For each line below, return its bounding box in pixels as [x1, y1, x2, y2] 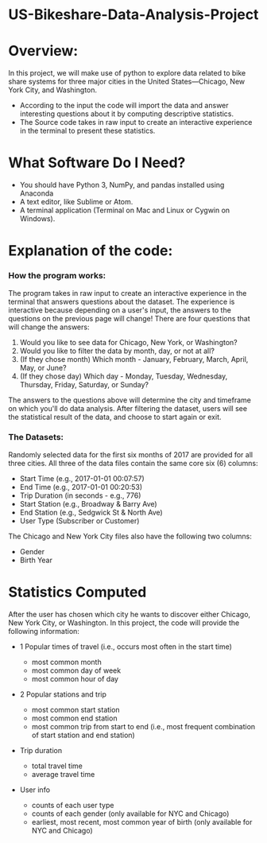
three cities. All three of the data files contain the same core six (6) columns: [8, 458, 258, 468]
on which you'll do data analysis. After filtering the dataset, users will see [8, 403, 248, 413]
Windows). [19, 214, 56, 223]
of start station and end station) [31, 730, 135, 740]
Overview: [8, 42, 79, 60]
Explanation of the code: [8, 242, 173, 260]
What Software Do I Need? [8, 153, 186, 172]
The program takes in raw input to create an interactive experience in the [8, 288, 247, 297]
